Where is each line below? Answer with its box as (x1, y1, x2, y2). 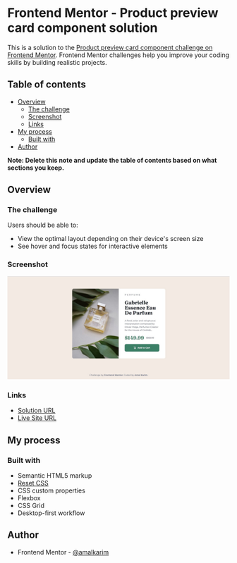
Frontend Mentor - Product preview (7, 5, 219, 21)
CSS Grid (17, 502, 44, 509)
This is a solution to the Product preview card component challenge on (7, 43, 213, 51)
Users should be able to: (7, 221, 79, 230)
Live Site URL (17, 414, 57, 422)
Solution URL (17, 407, 56, 415)
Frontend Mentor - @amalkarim (17, 547, 109, 556)
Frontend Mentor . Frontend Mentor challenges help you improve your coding (7, 51, 230, 59)
